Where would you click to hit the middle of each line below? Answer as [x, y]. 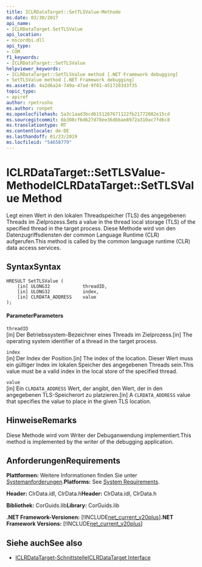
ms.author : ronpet [30, 108]
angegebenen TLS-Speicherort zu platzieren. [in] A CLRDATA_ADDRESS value [98, 394]
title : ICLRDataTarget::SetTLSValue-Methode [64, 12]
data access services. [34, 248]
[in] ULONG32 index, [58, 291]
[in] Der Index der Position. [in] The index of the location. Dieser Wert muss [100, 358]
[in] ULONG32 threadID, [62, 286]
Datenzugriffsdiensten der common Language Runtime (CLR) [83, 235]
